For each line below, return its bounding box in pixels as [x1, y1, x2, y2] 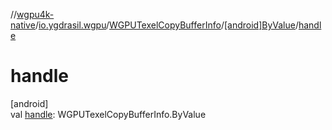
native [10, 19, 36, 31]
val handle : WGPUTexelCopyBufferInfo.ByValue [10, 108, 207, 120]
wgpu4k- [16, 9, 55, 20]
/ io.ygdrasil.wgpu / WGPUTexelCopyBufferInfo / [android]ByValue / [34, 19, 299, 31]
